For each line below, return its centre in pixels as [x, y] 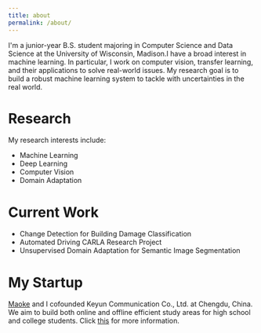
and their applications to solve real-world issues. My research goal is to [123, 70]
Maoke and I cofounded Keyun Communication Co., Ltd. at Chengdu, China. [130, 304]
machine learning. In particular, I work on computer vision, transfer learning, [130, 62]
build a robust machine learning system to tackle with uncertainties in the [126, 79]
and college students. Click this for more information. [94, 321]
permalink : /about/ [40, 23]
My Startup [46, 282]
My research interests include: [57, 140]
